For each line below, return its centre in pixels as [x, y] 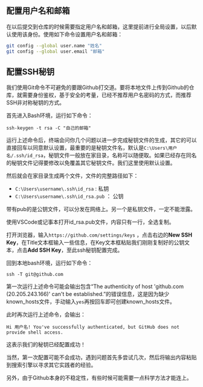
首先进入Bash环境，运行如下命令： [50, 116]
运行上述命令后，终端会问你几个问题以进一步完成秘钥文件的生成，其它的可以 [101, 140]
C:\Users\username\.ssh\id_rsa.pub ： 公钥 [69, 197]
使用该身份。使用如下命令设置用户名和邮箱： [67, 34]
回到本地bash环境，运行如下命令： [50, 263]
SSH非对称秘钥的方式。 [36, 103]
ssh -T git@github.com [35, 275]
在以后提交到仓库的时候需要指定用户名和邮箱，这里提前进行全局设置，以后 [99, 27]
